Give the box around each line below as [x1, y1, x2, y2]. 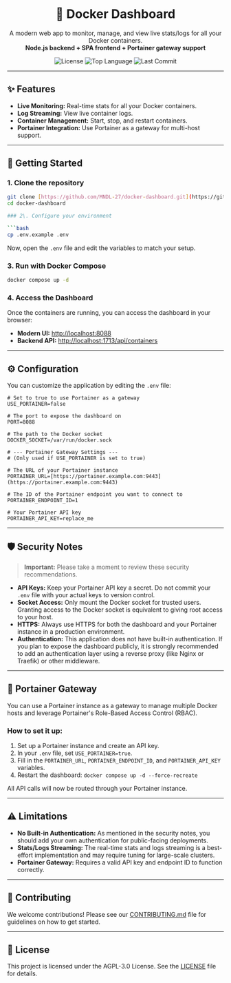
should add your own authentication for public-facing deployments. [16, 836, 208, 845]
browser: [7, 316, 33, 324]
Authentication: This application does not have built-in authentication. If [16, 634, 223, 643]
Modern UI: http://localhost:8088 [16, 329, 112, 338]
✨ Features [7, 83, 56, 95]
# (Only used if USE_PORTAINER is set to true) [7, 455, 146, 462]
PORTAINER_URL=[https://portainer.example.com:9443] [7, 473, 162, 480]
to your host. [16, 612, 54, 621]
